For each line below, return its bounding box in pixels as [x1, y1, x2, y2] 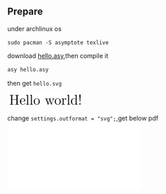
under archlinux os [7, 24, 62, 33]
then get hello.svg [7, 79, 62, 87]
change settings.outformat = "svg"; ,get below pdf [7, 113, 159, 122]
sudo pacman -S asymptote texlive [7, 39, 109, 46]
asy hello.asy [7, 66, 49, 73]
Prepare [7, 6, 44, 18]
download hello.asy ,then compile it [7, 51, 109, 59]
